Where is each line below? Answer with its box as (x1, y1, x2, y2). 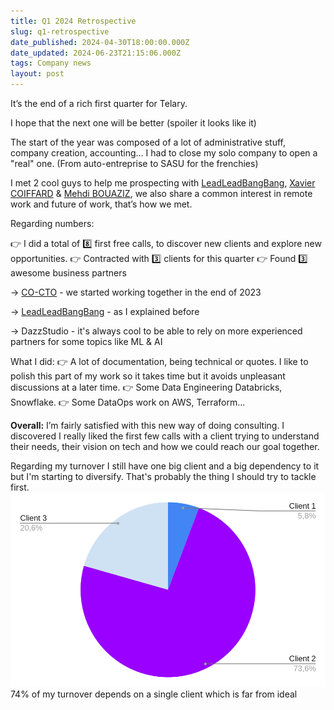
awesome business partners (10, 267, 127, 279)
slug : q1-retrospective (10, 26, 110, 37)
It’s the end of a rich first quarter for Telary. (10, 98, 188, 109)
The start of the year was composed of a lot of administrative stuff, (10, 136, 287, 148)
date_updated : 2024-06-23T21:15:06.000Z (10, 48, 182, 58)
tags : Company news (10, 58, 92, 69)
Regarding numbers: (10, 218, 95, 229)
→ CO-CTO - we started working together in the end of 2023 (10, 286, 262, 298)
